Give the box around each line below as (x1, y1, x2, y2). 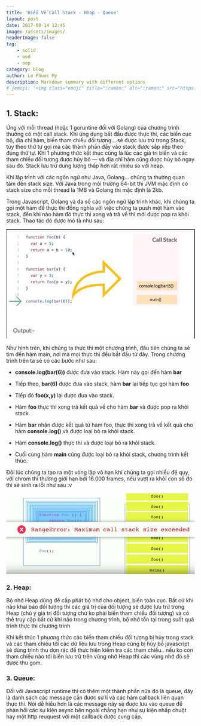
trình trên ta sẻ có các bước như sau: (6, 357, 97, 364)
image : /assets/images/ (6, 29, 66, 35)
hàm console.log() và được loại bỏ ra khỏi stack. (14, 428, 135, 435)
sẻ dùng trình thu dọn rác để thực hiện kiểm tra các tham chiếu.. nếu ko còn (6, 646, 193, 654)
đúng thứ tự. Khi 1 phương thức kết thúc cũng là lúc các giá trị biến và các (6, 149, 188, 157)
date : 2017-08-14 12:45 (6, 22, 66, 28)
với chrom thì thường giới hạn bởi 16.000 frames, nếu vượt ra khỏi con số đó (6, 475, 193, 482)
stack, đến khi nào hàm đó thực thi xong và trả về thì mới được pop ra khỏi (6, 210, 190, 218)
